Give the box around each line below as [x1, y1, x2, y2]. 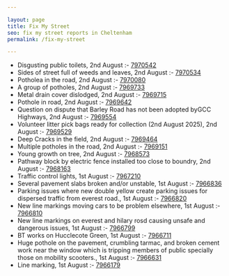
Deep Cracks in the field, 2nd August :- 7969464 [17, 135, 158, 144]
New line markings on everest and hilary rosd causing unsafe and [17, 217, 205, 225]
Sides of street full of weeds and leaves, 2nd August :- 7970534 [17, 68, 201, 77]
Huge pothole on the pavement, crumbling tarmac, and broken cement [17, 238, 220, 247]
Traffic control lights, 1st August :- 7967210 [17, 172, 141, 181]
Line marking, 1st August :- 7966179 [17, 261, 120, 269]
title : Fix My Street [7, 22, 70, 30]
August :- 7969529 [17, 128, 72, 136]
